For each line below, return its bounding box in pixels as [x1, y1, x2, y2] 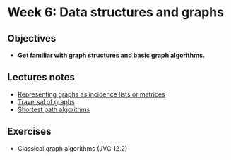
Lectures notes [7, 71, 76, 83]
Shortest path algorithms [17, 105, 90, 113]
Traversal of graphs [17, 97, 76, 106]
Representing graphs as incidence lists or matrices [17, 90, 165, 99]
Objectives [7, 32, 57, 44]
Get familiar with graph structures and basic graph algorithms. [17, 51, 206, 59]
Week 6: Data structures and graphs [7, 4, 225, 20]
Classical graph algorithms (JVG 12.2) [17, 144, 128, 152]
